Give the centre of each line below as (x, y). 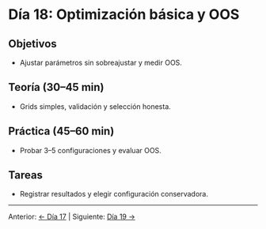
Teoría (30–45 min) (56, 87)
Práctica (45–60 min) (61, 131)
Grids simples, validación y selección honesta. (95, 106)
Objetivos (32, 44)
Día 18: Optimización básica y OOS (124, 15)
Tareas (26, 175)
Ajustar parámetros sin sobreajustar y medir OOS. (101, 62)
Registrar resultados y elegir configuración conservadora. (114, 194)
